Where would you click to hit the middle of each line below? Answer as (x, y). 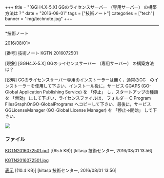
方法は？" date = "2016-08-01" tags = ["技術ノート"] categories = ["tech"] (80, 13)
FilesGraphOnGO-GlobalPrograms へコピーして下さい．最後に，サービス (78, 104)
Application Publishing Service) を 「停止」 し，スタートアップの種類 (89, 92)
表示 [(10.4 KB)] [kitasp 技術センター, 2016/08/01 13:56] (61, 170)
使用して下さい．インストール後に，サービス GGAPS (88, 86)
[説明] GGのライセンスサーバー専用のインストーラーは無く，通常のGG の (80, 80)
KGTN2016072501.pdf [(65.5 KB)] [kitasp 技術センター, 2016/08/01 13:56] (79, 151)
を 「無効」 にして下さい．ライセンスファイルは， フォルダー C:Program (78, 98)
